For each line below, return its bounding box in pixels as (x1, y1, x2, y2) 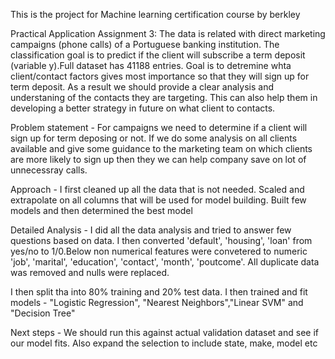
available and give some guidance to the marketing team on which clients (10, 143, 313, 154)
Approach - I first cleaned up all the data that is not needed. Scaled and (10, 184, 305, 195)
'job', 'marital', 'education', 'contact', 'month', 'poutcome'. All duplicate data (10, 256, 320, 268)
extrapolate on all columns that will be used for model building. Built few (10, 194, 307, 206)
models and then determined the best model (10, 205, 193, 216)
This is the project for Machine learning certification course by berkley (10, 9, 301, 20)
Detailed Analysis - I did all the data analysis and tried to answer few (10, 224, 292, 236)
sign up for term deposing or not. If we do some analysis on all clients (10, 132, 298, 144)
